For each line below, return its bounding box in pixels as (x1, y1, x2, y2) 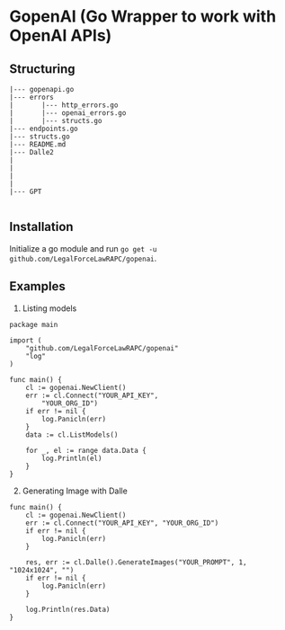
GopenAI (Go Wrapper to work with (9, 6, 277, 27)
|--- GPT (9, 187, 42, 196)
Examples (9, 279, 66, 294)
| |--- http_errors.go (9, 101, 119, 110)
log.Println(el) (41, 454, 102, 463)
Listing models (22, 303, 77, 314)
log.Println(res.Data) (25, 605, 111, 614)
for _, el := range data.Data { (25, 446, 147, 455)
